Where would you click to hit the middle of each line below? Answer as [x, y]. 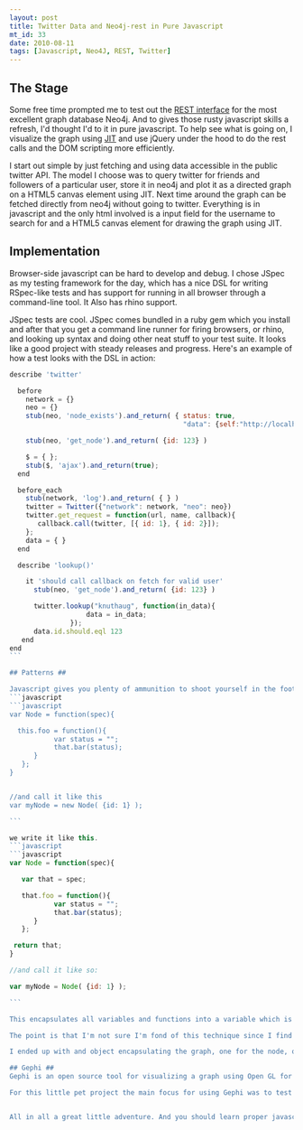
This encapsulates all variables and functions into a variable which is [151, 1019]
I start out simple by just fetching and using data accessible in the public [143, 165]
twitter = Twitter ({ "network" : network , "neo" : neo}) [129, 507]
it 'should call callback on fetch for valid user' [124, 582]
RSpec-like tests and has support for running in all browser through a [138, 292]
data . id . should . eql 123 [78, 631]
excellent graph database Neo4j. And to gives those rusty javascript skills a [149, 119]
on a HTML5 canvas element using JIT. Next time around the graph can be [148, 194]
